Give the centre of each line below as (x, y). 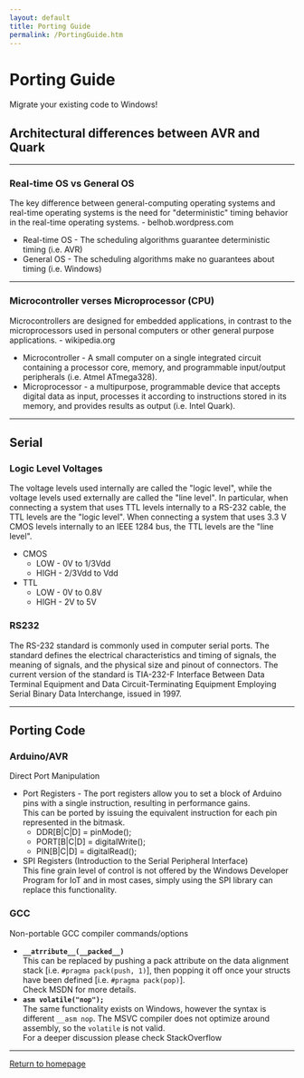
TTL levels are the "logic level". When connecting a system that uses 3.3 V (148, 517)
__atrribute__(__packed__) (73, 952)
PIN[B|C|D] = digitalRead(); (86, 851)
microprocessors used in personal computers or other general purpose (142, 330)
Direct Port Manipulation (55, 776)
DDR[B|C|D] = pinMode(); (84, 832)
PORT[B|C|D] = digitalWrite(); (91, 842)
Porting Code (47, 731)
